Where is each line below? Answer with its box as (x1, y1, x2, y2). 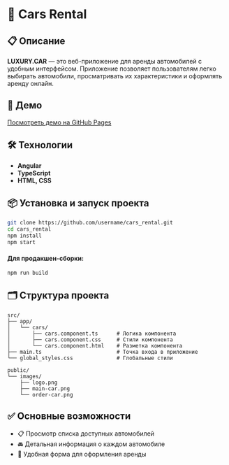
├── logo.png (20, 379, 58, 386)
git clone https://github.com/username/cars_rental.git (7, 220, 173, 227)
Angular (17, 161, 42, 170)
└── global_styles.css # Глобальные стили (7, 355, 173, 362)
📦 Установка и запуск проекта (7, 197, 149, 209)
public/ (7, 366, 30, 373)
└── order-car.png (20, 391, 73, 398)
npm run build (7, 269, 49, 277)
